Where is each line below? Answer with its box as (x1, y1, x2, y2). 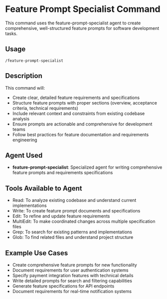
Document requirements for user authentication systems (12, 267, 129, 273)
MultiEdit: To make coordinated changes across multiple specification (12, 218, 156, 224)
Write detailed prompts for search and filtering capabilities (12, 278, 132, 284)
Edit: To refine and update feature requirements (12, 213, 110, 219)
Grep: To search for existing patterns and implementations (12, 229, 132, 235)
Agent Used (5, 151, 43, 160)
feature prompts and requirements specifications (12, 170, 113, 176)
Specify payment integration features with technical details (12, 273, 134, 278)
